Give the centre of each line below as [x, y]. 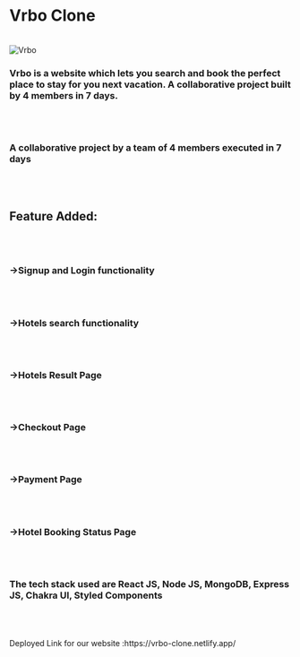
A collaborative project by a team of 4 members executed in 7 [146, 148]
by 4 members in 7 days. [64, 95]
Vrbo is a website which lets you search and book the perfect [145, 73]
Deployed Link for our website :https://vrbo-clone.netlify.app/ [123, 644]
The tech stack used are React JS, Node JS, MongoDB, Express [149, 584]
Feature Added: [54, 216]
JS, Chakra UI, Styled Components [86, 595]
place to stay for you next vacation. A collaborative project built [150, 84]
